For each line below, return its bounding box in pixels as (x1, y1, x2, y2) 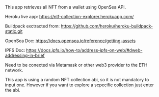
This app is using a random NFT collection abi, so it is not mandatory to (5, 77, 149, 82)
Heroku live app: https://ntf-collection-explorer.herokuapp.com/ (5, 14, 134, 19)
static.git (5, 28, 23, 34)
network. (5, 67, 24, 73)
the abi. (5, 87, 21, 93)
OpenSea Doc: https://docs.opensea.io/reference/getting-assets (5, 38, 136, 44)
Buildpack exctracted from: (5, 23, 60, 29)
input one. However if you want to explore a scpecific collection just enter (5, 82, 154, 88)
